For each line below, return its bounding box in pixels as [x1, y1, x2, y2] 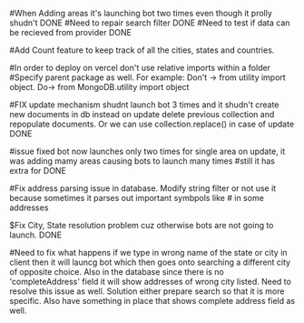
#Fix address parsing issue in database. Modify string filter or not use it [9, 183, 277, 194]
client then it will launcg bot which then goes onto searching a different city [9, 257, 291, 267]
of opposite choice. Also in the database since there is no [9, 267, 224, 277]
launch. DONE [9, 229, 62, 240]
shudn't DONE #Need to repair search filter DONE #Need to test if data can [9, 17, 290, 28]
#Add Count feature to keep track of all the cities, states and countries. [9, 45, 275, 56]
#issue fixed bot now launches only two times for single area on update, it [9, 146, 286, 156]
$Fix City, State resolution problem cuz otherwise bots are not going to [9, 220, 274, 230]
